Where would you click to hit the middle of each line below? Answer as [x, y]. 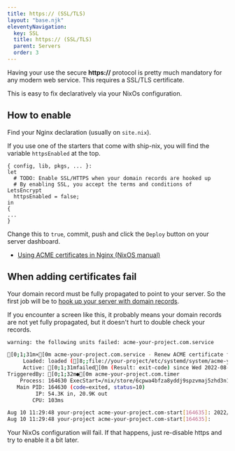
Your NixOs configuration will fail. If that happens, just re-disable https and [115, 433]
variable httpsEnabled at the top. [54, 153]
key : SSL [26, 33]
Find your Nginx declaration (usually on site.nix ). [79, 132]
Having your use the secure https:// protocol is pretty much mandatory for [115, 72]
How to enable [39, 116]
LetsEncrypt [24, 190]
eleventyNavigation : [37, 27]
